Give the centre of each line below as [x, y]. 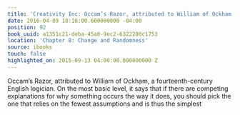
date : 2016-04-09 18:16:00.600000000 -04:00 [75, 21]
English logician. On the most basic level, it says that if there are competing [118, 88]
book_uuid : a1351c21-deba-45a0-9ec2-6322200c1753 [83, 34]
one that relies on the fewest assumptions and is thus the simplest [105, 104]
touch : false [27, 54]
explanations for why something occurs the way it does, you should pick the [119, 96]
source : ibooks [30, 47]
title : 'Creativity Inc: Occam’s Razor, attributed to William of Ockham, [121, 14]
